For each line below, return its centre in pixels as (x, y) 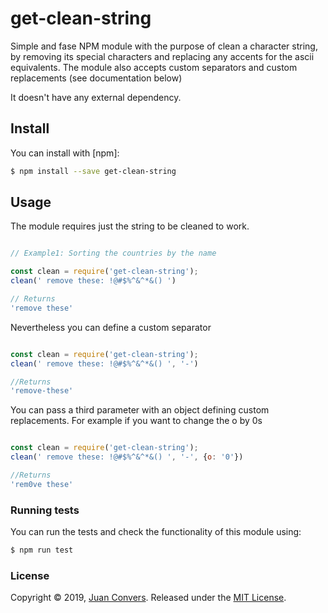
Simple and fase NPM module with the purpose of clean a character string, (164, 46)
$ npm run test (42, 550)
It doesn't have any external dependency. (96, 97)
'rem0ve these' (42, 484)
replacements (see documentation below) (96, 78)
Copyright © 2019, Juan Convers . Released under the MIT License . (148, 598)
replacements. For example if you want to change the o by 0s (136, 421)
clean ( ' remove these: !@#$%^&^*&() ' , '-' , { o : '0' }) (127, 457)
